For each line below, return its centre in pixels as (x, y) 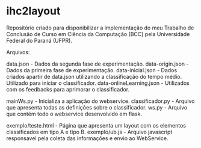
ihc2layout (33, 11)
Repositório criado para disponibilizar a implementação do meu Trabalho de (100, 28)
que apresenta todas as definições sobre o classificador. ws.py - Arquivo (97, 107)
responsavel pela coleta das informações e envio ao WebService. (87, 138)
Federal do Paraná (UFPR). (39, 40)
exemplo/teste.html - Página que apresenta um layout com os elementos (96, 125)
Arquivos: (18, 52)
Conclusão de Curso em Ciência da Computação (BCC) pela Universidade (98, 34)
